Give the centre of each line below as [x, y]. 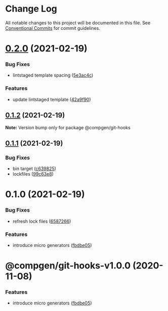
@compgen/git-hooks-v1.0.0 [68, 266]
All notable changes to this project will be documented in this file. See [78, 23]
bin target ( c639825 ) [34, 169]
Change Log [31, 9]
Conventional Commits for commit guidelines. [53, 28]
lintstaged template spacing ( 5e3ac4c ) [53, 75]
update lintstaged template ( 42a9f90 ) [52, 99]
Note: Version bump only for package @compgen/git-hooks [68, 127]
